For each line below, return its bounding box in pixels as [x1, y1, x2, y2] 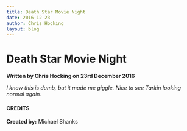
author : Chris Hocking [6, 20, 64, 26]
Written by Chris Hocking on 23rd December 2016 [6, 73, 135, 80]
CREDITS [6, 104, 30, 112]
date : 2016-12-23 [6, 15, 51, 21]
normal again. [6, 91, 41, 98]
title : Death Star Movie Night [6, 9, 86, 15]
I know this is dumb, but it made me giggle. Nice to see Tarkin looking [6, 84, 182, 91]
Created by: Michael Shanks [6, 118, 78, 126]
